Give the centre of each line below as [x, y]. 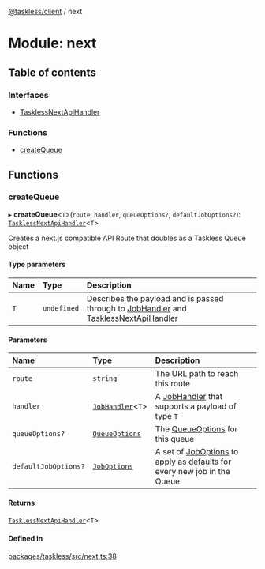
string [105, 379]
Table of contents [52, 72]
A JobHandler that [189, 397]
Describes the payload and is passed [155, 299]
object [19, 246]
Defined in [26, 539]
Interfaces [28, 95]
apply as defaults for [193, 462]
